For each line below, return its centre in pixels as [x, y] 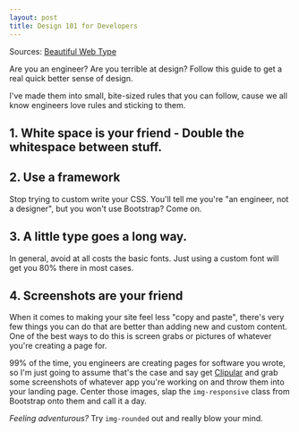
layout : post [34, 17]
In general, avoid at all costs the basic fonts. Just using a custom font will [144, 258]
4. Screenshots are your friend [96, 296]
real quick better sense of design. [71, 78]
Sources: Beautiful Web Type [63, 51]
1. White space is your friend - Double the [127, 133]
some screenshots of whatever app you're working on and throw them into [147, 382]
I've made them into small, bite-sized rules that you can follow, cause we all [149, 96]
